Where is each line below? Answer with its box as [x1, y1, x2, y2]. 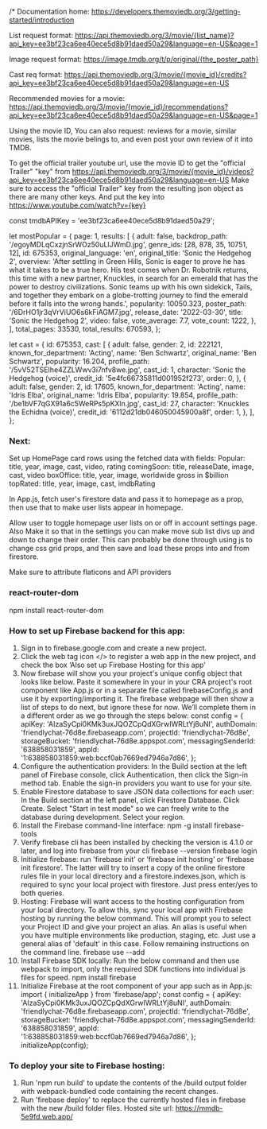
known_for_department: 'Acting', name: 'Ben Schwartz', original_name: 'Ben [9, 348, 257, 357]
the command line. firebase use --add [20, 947, 145, 956]
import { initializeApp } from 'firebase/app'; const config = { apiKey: [20, 989, 242, 999]
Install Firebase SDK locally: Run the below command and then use [20, 956, 240, 965]
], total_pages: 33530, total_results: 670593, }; [9, 324, 161, 333]
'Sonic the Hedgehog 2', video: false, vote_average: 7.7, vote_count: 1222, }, [9, 316, 257, 325]
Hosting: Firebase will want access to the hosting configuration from [20, 896, 245, 906]
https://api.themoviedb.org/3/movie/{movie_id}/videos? [72, 167, 254, 176]
